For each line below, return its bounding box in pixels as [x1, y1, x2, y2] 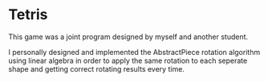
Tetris [8, 6, 48, 24]
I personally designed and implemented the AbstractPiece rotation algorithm [8, 47, 261, 57]
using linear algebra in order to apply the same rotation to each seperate [8, 56, 248, 65]
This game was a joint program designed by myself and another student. [8, 32, 249, 41]
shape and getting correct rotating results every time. [8, 64, 185, 73]
